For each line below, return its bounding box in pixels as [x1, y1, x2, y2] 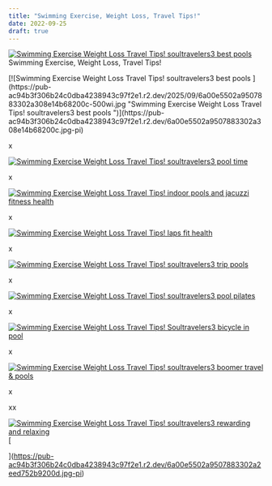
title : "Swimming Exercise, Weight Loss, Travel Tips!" [8, 11, 201, 20]
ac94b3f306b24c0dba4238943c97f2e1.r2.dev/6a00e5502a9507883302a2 [8, 460, 261, 470]
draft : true [8, 27, 49, 35]
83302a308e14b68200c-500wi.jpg [8, 99, 126, 110]
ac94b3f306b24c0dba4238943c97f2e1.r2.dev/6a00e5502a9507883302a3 [8, 117, 261, 127]
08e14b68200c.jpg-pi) [8, 125, 84, 135]
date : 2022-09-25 [8, 19, 67, 28]
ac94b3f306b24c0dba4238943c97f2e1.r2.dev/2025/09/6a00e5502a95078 [8, 91, 263, 101]
